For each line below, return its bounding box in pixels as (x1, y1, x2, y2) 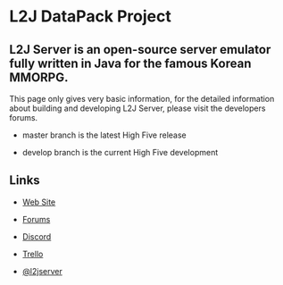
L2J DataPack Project (9, 6, 172, 27)
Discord (21, 231, 52, 242)
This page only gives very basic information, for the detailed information (9, 94, 275, 104)
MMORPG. (9, 70, 69, 85)
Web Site (21, 197, 56, 207)
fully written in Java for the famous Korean (9, 55, 252, 71)
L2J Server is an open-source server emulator (9, 42, 271, 57)
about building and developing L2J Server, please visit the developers (9, 103, 266, 113)
